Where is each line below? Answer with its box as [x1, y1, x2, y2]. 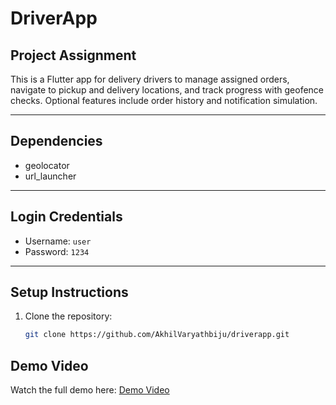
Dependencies [10, 133, 103, 150]
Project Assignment [10, 47, 137, 64]
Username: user [24, 235, 92, 247]
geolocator [24, 159, 70, 171]
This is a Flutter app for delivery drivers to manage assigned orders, [10, 73, 290, 85]
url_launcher [24, 170, 77, 182]
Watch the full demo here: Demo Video [10, 384, 170, 396]
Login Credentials [10, 208, 123, 226]
